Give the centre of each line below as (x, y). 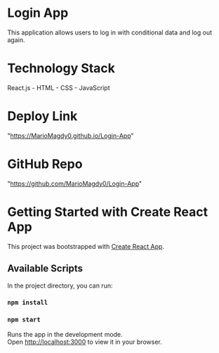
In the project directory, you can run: (60, 285)
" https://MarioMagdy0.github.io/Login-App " (71, 136)
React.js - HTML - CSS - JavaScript (59, 88)
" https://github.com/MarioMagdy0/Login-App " (75, 184)
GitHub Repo (45, 164)
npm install (28, 303)
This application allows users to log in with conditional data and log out (110, 32)
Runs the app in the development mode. (65, 334)
